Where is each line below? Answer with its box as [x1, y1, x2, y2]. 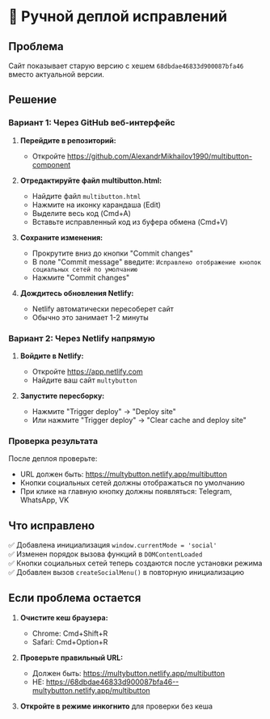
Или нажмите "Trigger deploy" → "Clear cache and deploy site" [32, 415, 247, 425]
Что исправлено [8, 518, 95, 532]
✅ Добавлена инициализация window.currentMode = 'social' [8, 540, 217, 550]
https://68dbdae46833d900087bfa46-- [45, 677, 179, 687]
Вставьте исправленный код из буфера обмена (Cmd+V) [32, 217, 228, 226]
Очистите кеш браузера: [19, 612, 108, 622]
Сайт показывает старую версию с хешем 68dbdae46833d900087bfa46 [8, 61, 244, 70]
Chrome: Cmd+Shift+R [32, 628, 108, 638]
